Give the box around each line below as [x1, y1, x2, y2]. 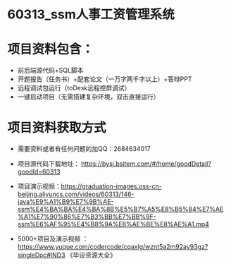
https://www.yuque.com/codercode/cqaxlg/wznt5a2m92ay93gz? [17, 243, 208, 251]
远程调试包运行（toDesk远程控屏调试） [17, 84, 131, 92]
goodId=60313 [17, 167, 61, 176]
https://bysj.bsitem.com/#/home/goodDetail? [80, 159, 211, 168]
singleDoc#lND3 [17, 251, 65, 260]
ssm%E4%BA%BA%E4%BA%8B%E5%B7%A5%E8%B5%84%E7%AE [17, 205, 224, 214]
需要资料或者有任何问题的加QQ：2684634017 [17, 145, 151, 153]
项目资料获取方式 [7, 120, 107, 136]
